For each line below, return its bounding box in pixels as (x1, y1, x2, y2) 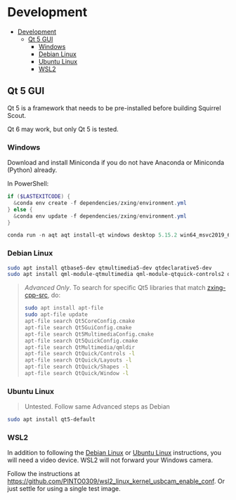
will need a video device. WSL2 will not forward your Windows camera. (7, 456, 214, 464)
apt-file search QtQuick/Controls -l (24, 350, 136, 357)
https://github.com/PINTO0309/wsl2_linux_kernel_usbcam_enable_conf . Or (7, 477, 225, 485)
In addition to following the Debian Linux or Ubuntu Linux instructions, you (7, 449, 221, 457)
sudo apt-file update (24, 311, 88, 318)
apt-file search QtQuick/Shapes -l (24, 363, 129, 371)
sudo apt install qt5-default (7, 416, 96, 423)
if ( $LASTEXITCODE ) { (7, 193, 71, 200)
